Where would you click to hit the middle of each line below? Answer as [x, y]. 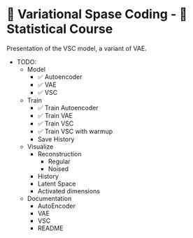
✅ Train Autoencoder [68, 107]
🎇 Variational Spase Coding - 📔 [97, 14]
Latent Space [57, 184]
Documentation [49, 198]
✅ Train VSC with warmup [75, 131]
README [50, 228]
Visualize [40, 147]
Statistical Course [60, 29]
